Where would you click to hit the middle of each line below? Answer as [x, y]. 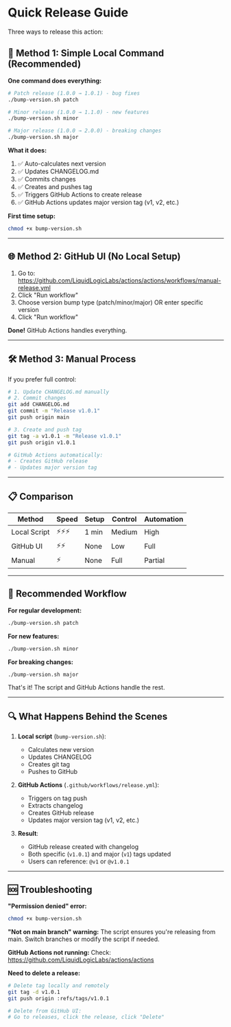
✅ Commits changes [47, 179]
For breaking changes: [41, 662]
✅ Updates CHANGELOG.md [58, 171]
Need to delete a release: [44, 973]
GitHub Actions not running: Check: [60, 952]
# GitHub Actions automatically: [56, 455]
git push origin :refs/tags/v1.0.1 [59, 998]
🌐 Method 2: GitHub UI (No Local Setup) [94, 257]
